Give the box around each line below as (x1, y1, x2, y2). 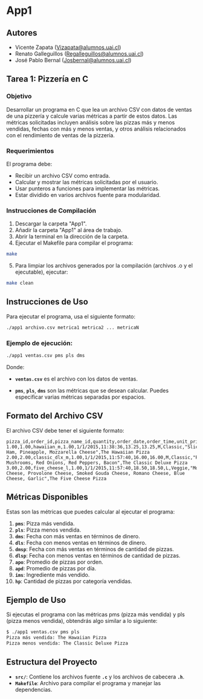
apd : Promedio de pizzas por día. (14, 564, 97, 572)
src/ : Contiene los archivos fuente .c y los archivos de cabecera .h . (14, 673, 185, 680)
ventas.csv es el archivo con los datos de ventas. (14, 375, 138, 382)
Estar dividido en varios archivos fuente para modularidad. (14, 191, 161, 198)
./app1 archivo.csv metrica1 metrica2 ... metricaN (6, 324, 139, 330)
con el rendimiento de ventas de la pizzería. (6, 131, 115, 139)
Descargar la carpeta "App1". (14, 220, 87, 227)
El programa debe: (6, 160, 53, 167)
